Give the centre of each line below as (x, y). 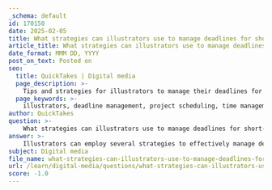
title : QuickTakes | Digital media (76, 76)
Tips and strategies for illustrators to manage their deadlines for (143, 91)
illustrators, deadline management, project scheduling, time (130, 106)
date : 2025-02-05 (38, 31)
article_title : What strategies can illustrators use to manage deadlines (137, 46)
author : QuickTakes (41, 114)
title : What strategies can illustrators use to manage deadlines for (130, 38)
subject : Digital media (49, 151)
